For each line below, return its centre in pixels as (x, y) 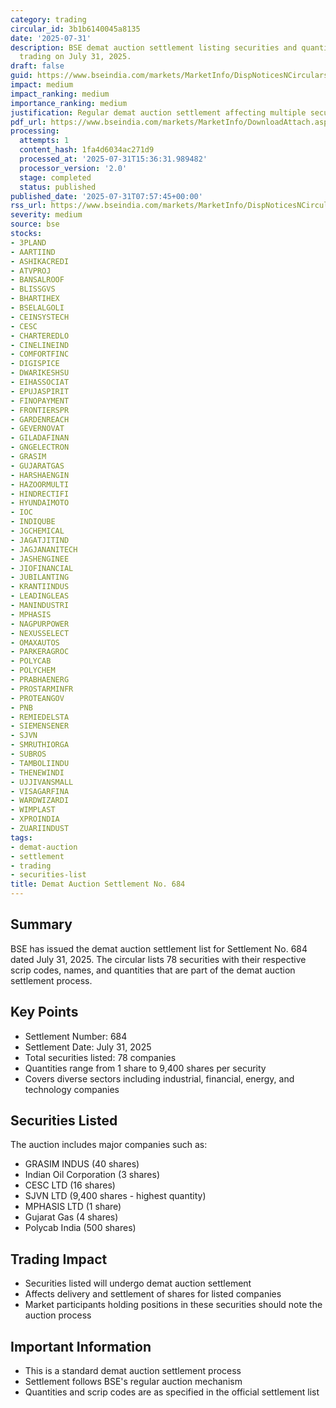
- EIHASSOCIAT (40, 382)
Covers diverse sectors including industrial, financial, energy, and (159, 1078)
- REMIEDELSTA (40, 717)
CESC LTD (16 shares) (70, 1185)
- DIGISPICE (35, 364)
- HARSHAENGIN (40, 475)
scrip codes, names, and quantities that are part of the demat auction (153, 970)
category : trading (48, 19)
